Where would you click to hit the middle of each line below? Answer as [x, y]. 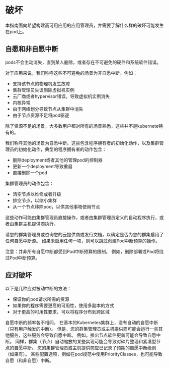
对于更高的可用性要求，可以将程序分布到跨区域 [61, 311]
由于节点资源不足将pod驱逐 [41, 115]
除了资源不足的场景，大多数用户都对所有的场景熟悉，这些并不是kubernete [82, 126]
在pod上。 [16, 31]
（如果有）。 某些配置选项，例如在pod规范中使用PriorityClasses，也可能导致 [84, 354]
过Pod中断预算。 [23, 257]
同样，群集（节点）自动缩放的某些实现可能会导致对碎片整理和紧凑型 [86, 341]
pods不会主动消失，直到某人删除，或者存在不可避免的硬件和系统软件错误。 [83, 62]
